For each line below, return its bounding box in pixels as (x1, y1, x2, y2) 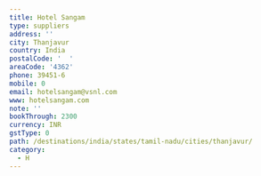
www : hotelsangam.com (9, 95, 90, 105)
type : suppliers (9, 21, 69, 30)
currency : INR (9, 121, 62, 130)
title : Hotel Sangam (9, 12, 86, 22)
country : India (9, 46, 66, 55)
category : (9, 145, 46, 154)
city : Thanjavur (9, 37, 69, 47)
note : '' (9, 104, 42, 113)
